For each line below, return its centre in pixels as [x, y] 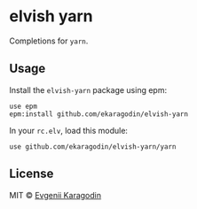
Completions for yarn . [49, 41]
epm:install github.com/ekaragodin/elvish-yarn [99, 114]
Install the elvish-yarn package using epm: [88, 89]
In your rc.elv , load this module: [69, 130]
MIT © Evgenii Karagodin [55, 195]
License [32, 174]
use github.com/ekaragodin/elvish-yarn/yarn [93, 147]
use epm [24, 106]
